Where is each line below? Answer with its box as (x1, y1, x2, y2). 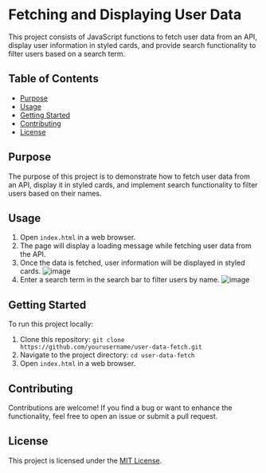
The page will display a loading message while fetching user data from (19, 241, 252, 250)
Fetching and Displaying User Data (8, 6, 242, 24)
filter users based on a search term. (8, 49, 126, 58)
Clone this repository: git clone (19, 335, 125, 345)
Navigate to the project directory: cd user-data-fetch (19, 350, 195, 360)
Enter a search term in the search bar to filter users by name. (19, 275, 221, 285)
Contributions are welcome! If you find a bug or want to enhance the (8, 403, 233, 412)
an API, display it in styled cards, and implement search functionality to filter (8, 179, 258, 189)
